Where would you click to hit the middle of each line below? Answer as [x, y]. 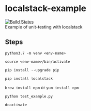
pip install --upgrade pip [32, 70]
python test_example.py [29, 96]
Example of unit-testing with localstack [44, 27]
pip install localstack [29, 78]
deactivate [16, 105]
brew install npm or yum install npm [42, 87]
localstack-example [45, 8]
